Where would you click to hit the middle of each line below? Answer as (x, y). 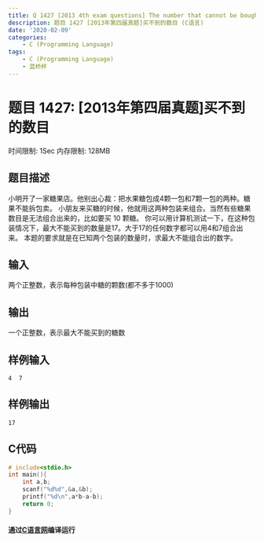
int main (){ (27, 475)
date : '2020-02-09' (40, 30)
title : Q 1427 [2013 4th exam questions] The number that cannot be (123, 15)
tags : (17, 52)
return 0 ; (38, 504)
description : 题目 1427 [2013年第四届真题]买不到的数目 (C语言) (106, 23)
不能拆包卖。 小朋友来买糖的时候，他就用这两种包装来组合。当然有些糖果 (133, 208)
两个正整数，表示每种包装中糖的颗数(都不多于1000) (91, 285)
